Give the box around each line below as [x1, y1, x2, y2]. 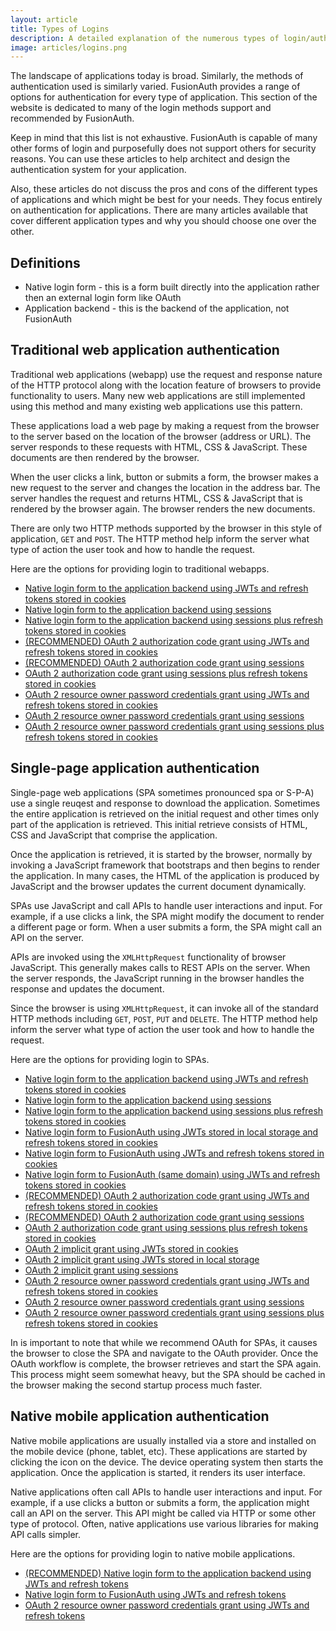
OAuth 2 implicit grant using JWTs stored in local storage [24, 1253, 260, 1265]
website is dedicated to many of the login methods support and [10, 102, 272, 114]
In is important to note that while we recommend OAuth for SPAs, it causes [10, 1336, 318, 1348]
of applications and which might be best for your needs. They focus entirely [10, 194, 323, 206]
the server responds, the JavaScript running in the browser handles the [10, 972, 305, 984]
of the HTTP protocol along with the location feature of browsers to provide [10, 379, 322, 391]
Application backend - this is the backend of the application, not [24, 302, 290, 315]
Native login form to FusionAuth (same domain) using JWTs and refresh [24, 1168, 321, 1180]
